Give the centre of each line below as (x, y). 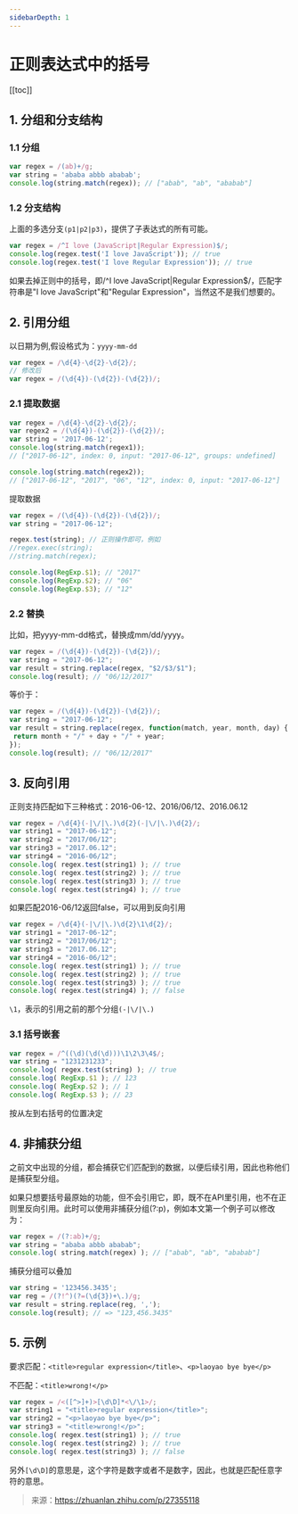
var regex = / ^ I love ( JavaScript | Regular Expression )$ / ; (119, 246)
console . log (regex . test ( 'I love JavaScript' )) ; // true (115, 254)
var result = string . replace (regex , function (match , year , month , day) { (149, 728)
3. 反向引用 (40, 783)
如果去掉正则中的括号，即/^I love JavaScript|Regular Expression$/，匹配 (142, 280)
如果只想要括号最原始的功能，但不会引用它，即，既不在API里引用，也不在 (144, 1197)
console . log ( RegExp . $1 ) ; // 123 (73, 1079)
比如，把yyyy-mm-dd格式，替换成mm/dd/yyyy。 (99, 634)
